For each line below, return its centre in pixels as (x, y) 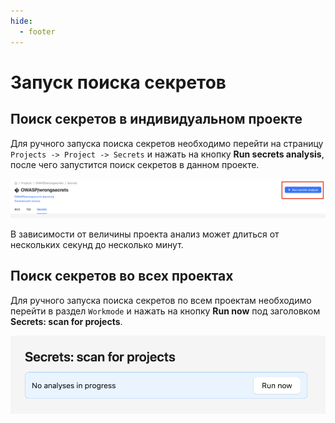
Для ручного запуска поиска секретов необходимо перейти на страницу (167, 143)
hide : (21, 21)
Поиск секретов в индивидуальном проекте (156, 119)
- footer (37, 31)
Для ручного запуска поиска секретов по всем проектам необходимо (161, 300)
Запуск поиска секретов (118, 82)
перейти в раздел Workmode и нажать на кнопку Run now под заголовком (165, 311)
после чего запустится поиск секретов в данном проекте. (135, 164)
